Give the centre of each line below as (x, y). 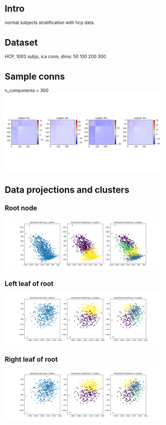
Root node (21, 208)
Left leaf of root (29, 284)
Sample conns (35, 76)
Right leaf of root (31, 359)
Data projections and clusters (67, 190)
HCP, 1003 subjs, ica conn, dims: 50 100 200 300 (55, 56)
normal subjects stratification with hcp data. (50, 22)
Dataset (21, 43)
